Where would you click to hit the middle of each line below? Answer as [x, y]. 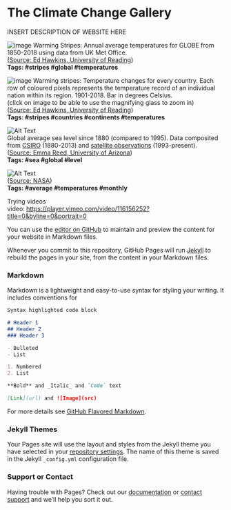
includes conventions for [42, 297]
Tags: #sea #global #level [45, 159]
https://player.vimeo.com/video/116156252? [88, 208]
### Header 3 [26, 335]
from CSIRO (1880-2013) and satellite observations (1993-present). [102, 145]
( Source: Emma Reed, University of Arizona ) [70, 153]
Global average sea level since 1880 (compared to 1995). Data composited [113, 138]
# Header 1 [23, 323]
